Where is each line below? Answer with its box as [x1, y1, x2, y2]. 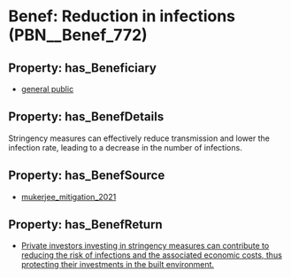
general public [20, 84, 74, 94]
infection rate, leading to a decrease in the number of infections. [8, 142, 242, 152]
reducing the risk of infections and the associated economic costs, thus [20, 250, 282, 260]
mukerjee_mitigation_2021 [20, 191, 117, 202]
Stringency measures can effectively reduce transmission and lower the [8, 133, 271, 143]
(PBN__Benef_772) [8, 25, 148, 45]
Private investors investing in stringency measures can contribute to [20, 241, 270, 251]
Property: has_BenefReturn [8, 217, 163, 232]
